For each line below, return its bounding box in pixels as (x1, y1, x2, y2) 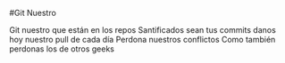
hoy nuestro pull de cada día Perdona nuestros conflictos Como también (9, 35, 276, 44)
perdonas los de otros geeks (9, 43, 114, 54)
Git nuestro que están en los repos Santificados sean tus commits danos (9, 25, 277, 35)
